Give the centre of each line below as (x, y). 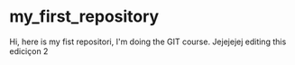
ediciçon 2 (29, 51)
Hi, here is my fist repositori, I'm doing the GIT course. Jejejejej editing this (148, 42)
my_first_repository (84, 17)
